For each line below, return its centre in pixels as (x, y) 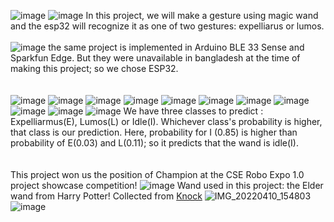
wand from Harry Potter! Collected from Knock (106, 196)
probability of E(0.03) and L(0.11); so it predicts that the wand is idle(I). (154, 143)
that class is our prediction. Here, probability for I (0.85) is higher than (154, 132)
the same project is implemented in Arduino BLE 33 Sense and (176, 47)
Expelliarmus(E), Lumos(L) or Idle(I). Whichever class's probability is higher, (166, 121)
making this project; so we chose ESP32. (94, 68)
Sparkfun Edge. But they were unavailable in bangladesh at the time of (155, 58)
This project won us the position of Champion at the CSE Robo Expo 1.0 (157, 174)
